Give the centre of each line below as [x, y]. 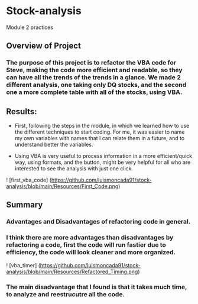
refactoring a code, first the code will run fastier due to [86, 245]
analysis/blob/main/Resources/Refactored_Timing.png [72, 271]
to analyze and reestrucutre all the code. [66, 294]
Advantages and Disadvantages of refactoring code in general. [98, 222]
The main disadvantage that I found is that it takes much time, [97, 287]
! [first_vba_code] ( [29, 180]
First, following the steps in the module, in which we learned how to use [102, 126]
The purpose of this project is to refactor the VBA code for [91, 63]
